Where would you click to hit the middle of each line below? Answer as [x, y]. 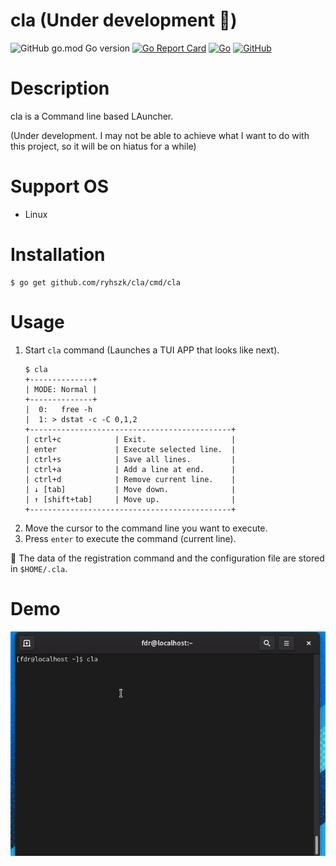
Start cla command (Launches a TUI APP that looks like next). [152, 350]
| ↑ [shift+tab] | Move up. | [130, 499]
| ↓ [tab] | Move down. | [130, 489]
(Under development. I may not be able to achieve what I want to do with [160, 135]
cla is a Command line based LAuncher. [92, 116]
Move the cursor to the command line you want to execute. [146, 528]
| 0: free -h [58, 409]
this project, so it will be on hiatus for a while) [103, 146]
